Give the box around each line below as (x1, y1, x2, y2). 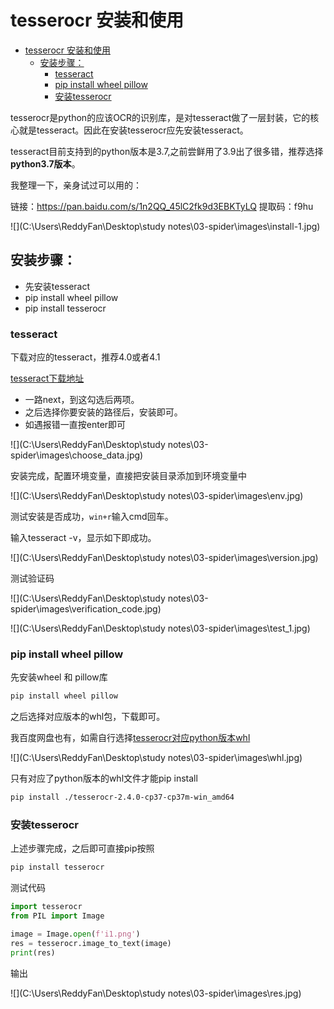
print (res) (10, 947, 56, 958)
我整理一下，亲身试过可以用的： (10, 179, 142, 191)
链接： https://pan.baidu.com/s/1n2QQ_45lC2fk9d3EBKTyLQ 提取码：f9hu (10, 200, 314, 212)
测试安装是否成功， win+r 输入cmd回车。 (10, 511, 174, 523)
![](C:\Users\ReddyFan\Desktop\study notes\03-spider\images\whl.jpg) (10, 752, 303, 764)
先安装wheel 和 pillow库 (10, 671, 108, 683)
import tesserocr (10, 902, 83, 912)
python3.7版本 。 (10, 157, 81, 170)
